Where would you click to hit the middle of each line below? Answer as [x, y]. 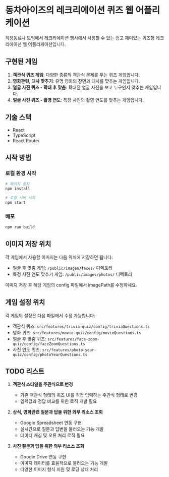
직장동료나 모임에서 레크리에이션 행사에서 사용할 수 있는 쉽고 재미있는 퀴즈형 [80, 38]
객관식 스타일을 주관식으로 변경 [43, 384]
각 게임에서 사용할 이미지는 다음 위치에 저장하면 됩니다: [59, 257]
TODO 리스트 [25, 371]
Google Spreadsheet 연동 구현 [51, 423]
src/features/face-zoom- [73, 339]
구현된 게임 [21, 62]
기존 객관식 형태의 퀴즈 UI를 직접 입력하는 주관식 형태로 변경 [79, 395]
